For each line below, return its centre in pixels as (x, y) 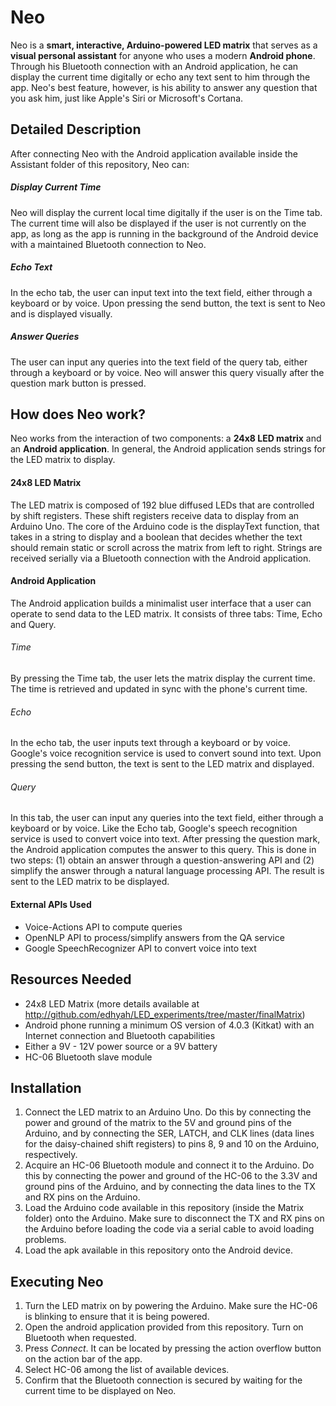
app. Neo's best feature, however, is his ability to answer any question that (164, 87)
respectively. (51, 1155)
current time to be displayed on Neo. (100, 1391)
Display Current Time (56, 187)
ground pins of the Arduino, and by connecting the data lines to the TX (170, 1187)
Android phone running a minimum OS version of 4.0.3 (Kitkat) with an (169, 1025)
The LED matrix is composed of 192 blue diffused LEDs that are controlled (162, 505)
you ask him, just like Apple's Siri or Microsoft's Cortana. (127, 98)
